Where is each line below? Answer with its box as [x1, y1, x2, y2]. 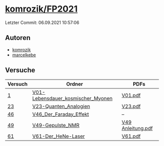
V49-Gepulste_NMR [32, 122, 80, 128]
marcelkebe [12, 52, 36, 58]
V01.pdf [122, 92, 141, 99]
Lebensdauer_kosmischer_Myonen [32, 95, 113, 102]
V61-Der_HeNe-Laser [32, 133, 85, 140]
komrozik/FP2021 [5, 3, 78, 15]
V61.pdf [122, 133, 141, 140]
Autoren [5, 34, 31, 42]
